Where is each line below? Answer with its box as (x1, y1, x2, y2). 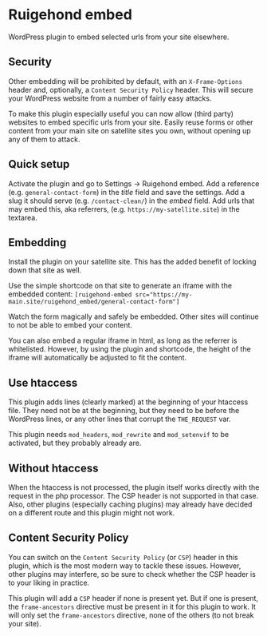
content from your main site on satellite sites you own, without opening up (8, 125, 251, 135)
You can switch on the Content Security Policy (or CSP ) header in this (8, 552, 239, 562)
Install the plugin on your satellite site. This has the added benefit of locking (8, 257, 257, 267)
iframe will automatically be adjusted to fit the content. (8, 353, 187, 363)
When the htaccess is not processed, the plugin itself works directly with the (8, 483, 260, 492)
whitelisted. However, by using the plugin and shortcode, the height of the (8, 344, 251, 354)
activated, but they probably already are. (8, 438, 142, 448)
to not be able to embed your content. (8, 320, 133, 330)
